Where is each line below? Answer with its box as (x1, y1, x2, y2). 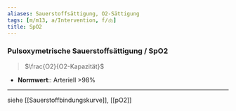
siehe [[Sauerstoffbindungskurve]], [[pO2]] (7, 96, 132, 104)
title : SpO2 (7, 23, 42, 30)
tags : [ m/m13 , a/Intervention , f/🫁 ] (7, 17, 117, 24)
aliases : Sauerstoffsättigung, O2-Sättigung (7, 10, 140, 17)
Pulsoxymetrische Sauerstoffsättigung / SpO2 (7, 46, 169, 56)
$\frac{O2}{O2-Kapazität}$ (24, 62, 104, 71)
